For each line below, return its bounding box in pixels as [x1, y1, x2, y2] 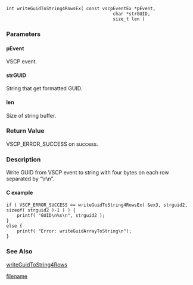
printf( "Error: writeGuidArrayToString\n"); [17, 228, 132, 234]
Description [6, 155, 41, 164]
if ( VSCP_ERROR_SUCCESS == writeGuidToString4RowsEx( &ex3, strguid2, [6, 202, 188, 209]
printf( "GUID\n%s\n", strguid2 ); [17, 213, 105, 219]
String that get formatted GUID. [6, 85, 83, 92]
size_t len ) [113, 16, 145, 22]
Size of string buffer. [6, 112, 57, 119]
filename [6, 272, 28, 280]
